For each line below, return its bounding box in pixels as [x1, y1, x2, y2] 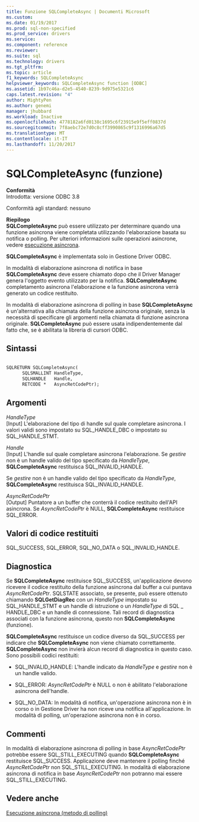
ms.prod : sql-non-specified [6, 25, 76, 32]
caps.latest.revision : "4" [6, 92, 73, 97]
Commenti [6, 729, 46, 739]
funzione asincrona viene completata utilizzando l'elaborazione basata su [6, 228, 186, 235]
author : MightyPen [6, 97, 52, 103]
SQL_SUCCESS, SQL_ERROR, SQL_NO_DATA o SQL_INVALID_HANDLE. [6, 544, 180, 552]
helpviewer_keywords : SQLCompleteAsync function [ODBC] [6, 81, 147, 87]
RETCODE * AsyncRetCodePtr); [21, 381, 100, 387]
